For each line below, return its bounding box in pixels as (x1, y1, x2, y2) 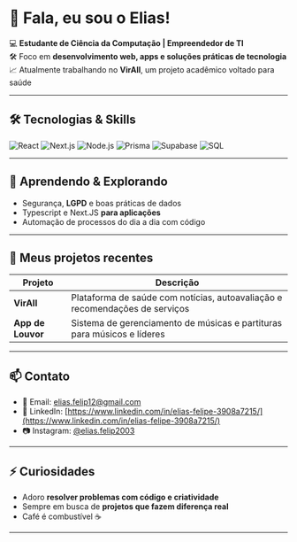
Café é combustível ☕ (21, 511, 102, 522)
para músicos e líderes (71, 328, 165, 340)
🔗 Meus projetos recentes (9, 250, 154, 265)
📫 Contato (9, 368, 71, 383)
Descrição (155, 276, 200, 289)
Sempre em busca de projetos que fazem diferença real (21, 501, 229, 512)
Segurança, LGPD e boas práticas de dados (21, 197, 182, 208)
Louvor (13, 328, 44, 340)
